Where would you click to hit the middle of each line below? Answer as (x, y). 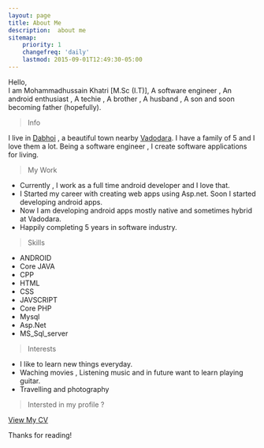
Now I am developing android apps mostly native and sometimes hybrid (136, 210)
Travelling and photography (64, 389)
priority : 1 (42, 45)
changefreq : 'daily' (56, 52)
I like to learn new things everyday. (76, 363)
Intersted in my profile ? (66, 405)
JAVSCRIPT (38, 299)
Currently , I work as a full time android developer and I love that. (125, 185)
